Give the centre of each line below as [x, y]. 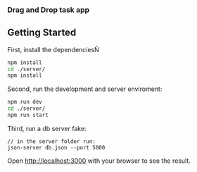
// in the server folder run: [52, 141]
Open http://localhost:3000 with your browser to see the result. [99, 161]
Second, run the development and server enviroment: [85, 89]
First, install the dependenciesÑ [53, 49]
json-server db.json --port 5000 [56, 147]
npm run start [28, 115]
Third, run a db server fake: [47, 128]
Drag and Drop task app [49, 10]
